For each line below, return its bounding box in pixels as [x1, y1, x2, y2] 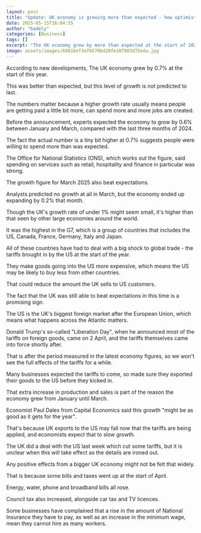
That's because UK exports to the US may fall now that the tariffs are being [6, 424, 191, 432]
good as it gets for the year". [6, 412, 77, 420]
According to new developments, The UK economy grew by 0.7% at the [6, 64, 183, 71]
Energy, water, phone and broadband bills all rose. [6, 484, 130, 491]
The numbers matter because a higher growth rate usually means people [6, 100, 186, 107]
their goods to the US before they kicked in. [6, 376, 114, 384]
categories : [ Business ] [6, 31, 66, 37]
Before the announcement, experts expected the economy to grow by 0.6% [6, 118, 193, 125]
